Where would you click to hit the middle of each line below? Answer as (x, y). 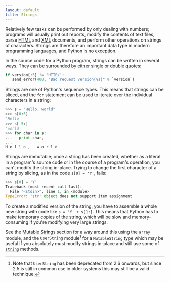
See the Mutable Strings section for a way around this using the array (78, 232)
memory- (141, 217)
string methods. (23, 249)
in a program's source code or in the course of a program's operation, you (83, 162)
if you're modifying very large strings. (69, 222)
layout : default (22, 10)
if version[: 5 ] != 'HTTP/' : (35, 75)
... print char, (25, 138)
